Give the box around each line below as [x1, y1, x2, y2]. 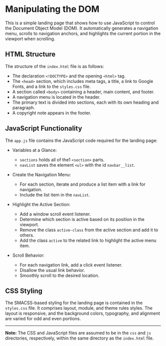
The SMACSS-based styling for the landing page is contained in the [5, 300, 143, 306]
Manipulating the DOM [5, 3, 100, 15]
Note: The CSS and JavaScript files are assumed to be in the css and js [5, 330, 152, 336]
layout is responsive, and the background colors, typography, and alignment [5, 310, 161, 316]
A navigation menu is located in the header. [12, 94, 101, 100]
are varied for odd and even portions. [5, 316, 81, 322]
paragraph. [12, 104, 36, 110]
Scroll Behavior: [12, 252, 45, 258]
